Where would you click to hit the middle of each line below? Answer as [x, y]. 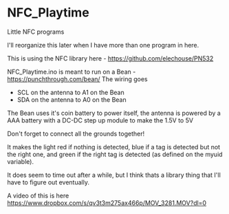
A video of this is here [38, 195]
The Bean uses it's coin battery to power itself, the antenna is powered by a [114, 113]
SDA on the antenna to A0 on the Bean [72, 99]
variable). [21, 161]
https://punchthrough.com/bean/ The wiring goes [77, 79]
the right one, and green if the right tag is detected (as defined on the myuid [115, 154]
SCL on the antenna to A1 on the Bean [71, 92]
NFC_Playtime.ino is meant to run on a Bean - [72, 72]
